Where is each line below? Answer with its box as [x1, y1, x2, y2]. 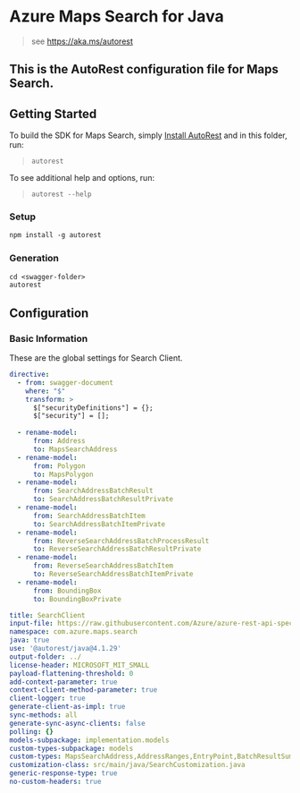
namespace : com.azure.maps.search [9, 627, 138, 636]
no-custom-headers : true [9, 777, 102, 787]
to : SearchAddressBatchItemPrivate [32, 519, 166, 529]
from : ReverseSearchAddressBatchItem [32, 561, 174, 570]
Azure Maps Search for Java [9, 6, 225, 27]
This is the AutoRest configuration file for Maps [9, 62, 279, 77]
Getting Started [9, 106, 97, 122]
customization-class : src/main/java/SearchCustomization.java [9, 761, 246, 770]
